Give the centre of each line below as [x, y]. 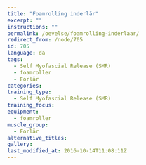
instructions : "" [33, 27]
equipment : [23, 112]
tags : [15, 60]
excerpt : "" [25, 20]
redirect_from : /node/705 [45, 40]
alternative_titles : [38, 138]
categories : [25, 86]
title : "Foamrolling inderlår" [53, 14]
